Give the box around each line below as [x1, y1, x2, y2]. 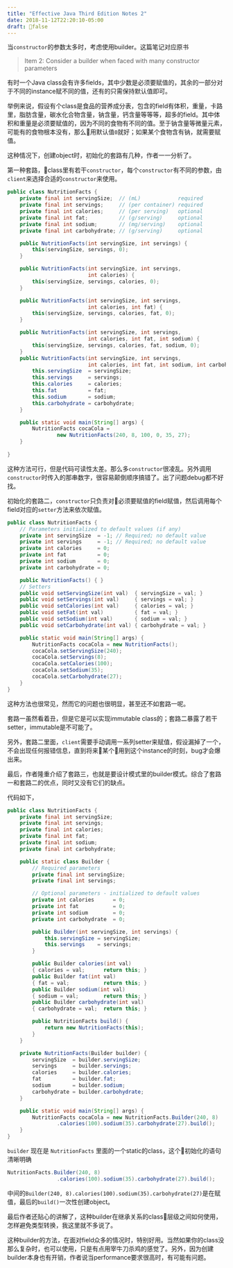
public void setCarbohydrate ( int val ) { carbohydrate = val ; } [19, 622, 207, 628]
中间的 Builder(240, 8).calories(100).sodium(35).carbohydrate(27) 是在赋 [7, 1189, 221, 1197]
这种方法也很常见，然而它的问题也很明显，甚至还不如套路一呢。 [7, 699, 189, 708]
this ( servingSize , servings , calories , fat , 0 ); [32, 310, 175, 317]
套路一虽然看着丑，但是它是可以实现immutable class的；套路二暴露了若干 [7, 714, 218, 722]
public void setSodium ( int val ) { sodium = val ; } [19, 615, 188, 622]
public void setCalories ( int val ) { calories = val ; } [19, 603, 194, 610]
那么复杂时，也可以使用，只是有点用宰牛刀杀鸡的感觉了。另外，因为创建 [7, 1244, 214, 1253]
